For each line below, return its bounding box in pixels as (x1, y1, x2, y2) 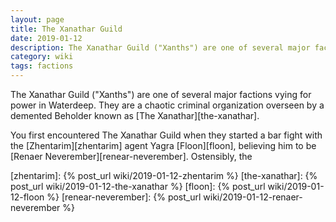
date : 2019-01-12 (10, 33, 83, 43)
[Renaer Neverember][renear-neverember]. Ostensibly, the (10, 151, 253, 162)
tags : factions (10, 61, 74, 71)
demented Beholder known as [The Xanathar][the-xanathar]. (10, 110, 260, 121)
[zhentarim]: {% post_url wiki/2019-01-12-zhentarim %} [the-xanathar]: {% (10, 170, 318, 181)
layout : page (10, 14, 65, 25)
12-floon (10, 191, 45, 203)
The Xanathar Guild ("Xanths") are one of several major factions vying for (10, 89, 312, 100)
